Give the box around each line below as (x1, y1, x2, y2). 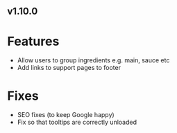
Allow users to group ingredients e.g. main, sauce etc (17, 56, 170, 64)
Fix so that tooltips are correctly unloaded (17, 118, 137, 127)
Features (7, 33, 60, 49)
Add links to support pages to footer (17, 64, 121, 72)
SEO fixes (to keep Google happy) (17, 111, 115, 119)
